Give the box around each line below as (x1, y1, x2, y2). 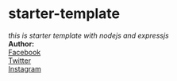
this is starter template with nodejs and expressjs (8, 31, 169, 40)
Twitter (8, 56, 32, 65)
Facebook (8, 47, 41, 57)
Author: (8, 39, 35, 48)
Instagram (8, 64, 41, 73)
